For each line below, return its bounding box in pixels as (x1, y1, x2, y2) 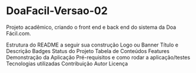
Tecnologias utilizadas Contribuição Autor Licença (6, 60, 128, 67)
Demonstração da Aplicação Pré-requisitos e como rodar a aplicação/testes (6, 54, 190, 61)
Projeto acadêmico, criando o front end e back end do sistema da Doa (6, 24, 177, 31)
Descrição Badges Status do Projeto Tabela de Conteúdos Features (6, 47, 170, 54)
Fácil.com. (6, 29, 31, 36)
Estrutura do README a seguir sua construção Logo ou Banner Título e (6, 41, 178, 48)
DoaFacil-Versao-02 (6, 4, 108, 18)
